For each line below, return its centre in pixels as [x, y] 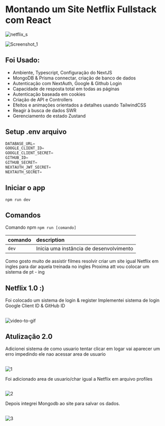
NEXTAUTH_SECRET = [24, 172]
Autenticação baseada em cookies [49, 94]
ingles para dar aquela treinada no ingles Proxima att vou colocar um [77, 267]
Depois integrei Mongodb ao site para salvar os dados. [63, 404]
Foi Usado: [22, 60]
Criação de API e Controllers [43, 99]
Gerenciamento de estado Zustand [49, 116]
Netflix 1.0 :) [25, 288]
